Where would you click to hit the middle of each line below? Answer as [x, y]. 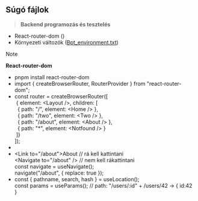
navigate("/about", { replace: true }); [59, 173]
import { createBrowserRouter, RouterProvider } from [80, 83]
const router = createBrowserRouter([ [61, 96]
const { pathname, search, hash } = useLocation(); [77, 179]
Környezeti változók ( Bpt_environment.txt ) [66, 42]
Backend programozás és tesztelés [65, 24]
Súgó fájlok [27, 10]
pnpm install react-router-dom [52, 77]
